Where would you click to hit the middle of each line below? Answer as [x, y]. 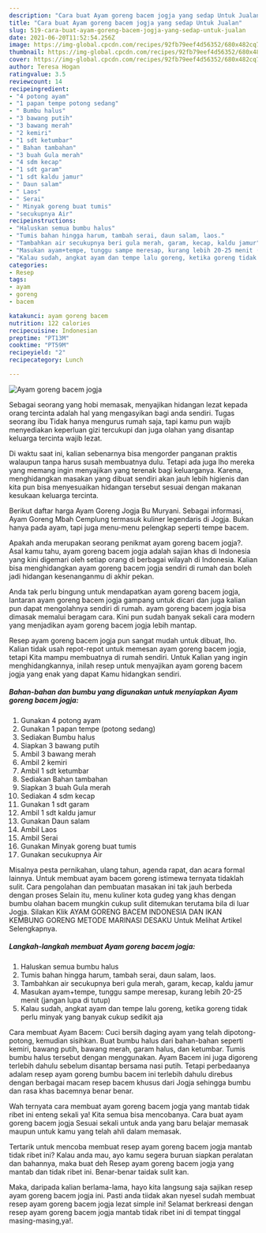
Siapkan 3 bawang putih [60, 745]
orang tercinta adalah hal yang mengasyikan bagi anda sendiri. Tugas [122, 413]
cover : [20, 60]
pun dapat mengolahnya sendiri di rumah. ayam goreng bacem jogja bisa [127, 608]
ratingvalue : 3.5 [37, 74]
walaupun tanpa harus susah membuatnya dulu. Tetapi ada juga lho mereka [132, 462]
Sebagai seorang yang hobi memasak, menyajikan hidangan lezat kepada [128, 404]
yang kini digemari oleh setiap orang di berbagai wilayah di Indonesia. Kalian [133, 559]
